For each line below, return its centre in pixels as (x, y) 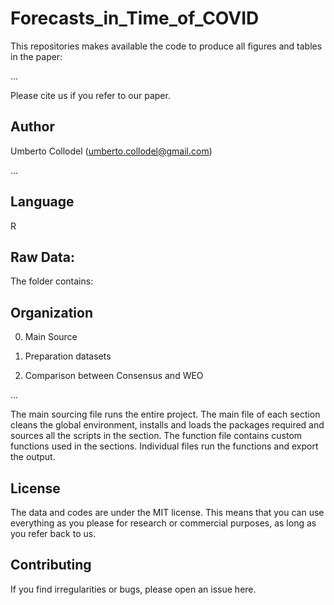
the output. (33, 457)
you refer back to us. (53, 533)
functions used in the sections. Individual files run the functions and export (164, 446)
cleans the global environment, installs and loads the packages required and (167, 425)
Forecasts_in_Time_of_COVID (135, 18)
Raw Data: (43, 257)
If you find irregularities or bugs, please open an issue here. (133, 589)
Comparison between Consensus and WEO (114, 376)
